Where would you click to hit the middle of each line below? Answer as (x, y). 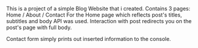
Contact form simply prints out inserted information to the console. (88, 39)
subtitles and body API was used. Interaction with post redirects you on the (99, 21)
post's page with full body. (39, 27)
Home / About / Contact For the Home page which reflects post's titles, (94, 15)
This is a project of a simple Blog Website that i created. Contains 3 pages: (98, 9)
